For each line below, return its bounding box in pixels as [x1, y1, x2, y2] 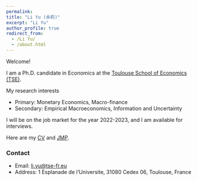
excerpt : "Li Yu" [6, 20, 49, 25]
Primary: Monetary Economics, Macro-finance [14, 98, 128, 105]
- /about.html [11, 42, 46, 48]
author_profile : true [6, 25, 60, 31]
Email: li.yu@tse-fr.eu [14, 162, 67, 169]
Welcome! [6, 57, 31, 65]
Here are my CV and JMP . [6, 134, 70, 141]
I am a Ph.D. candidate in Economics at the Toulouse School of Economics [6, 69, 188, 76]
